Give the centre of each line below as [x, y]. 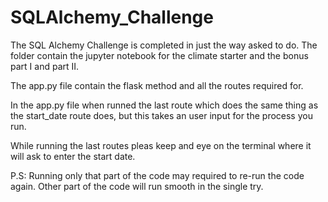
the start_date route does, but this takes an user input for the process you [161, 115]
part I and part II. [45, 66]
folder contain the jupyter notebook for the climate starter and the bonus [159, 55]
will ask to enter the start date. [73, 156]
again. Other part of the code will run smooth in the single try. [137, 186]
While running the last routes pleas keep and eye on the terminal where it [161, 145]
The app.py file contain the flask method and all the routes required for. [157, 85]
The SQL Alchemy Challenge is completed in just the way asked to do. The [164, 45]
